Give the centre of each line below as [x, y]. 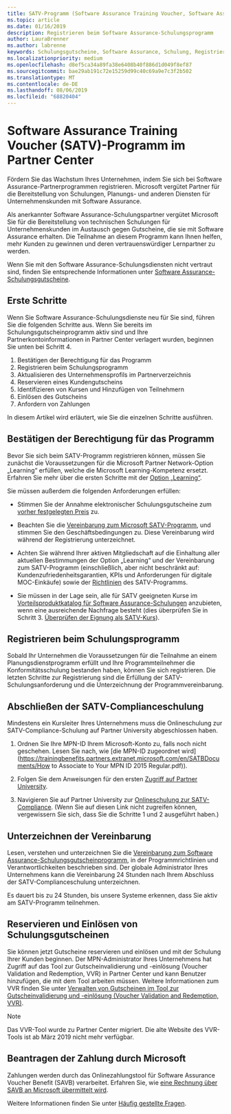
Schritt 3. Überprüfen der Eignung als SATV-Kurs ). [88, 617]
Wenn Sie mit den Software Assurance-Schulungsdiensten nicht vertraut [110, 264]
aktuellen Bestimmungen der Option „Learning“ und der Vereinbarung [116, 560]
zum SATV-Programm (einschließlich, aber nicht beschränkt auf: [108, 567]
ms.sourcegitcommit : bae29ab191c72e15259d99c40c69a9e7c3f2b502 [100, 71]
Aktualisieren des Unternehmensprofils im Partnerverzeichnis [104, 374]
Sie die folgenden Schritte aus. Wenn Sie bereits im [80, 324]
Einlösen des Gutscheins [52, 396]
